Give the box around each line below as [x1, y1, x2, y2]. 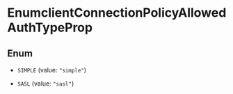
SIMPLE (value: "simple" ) [17, 66, 87, 74]
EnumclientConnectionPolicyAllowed [7, 5, 227, 21]
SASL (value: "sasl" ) [17, 79, 74, 88]
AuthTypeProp [7, 19, 93, 36]
